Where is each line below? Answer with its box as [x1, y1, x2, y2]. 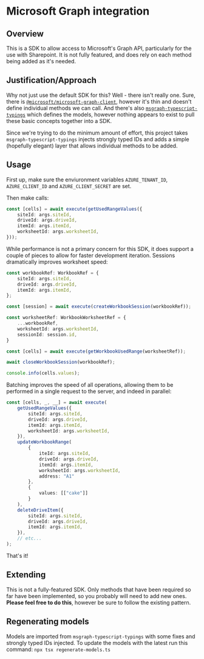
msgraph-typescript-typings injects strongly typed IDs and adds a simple [6, 135, 189, 143]
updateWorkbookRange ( [17, 439, 72, 445]
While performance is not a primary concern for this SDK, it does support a [6, 245, 194, 252]
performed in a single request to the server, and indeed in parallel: [6, 388, 172, 395]
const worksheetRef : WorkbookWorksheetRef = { [6, 315, 126, 321]
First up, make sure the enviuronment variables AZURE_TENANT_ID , [6, 175, 168, 183]
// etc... [17, 535, 42, 541]
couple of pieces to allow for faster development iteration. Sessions [6, 252, 175, 259]
